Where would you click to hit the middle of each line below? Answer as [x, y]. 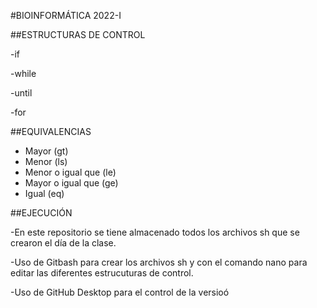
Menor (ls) [46, 161]
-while [23, 73]
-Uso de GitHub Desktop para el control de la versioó [120, 292]
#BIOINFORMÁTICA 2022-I [66, 15]
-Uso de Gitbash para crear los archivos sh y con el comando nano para [159, 262]
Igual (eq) [44, 193]
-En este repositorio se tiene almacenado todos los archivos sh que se [155, 232]
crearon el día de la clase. [63, 243]
